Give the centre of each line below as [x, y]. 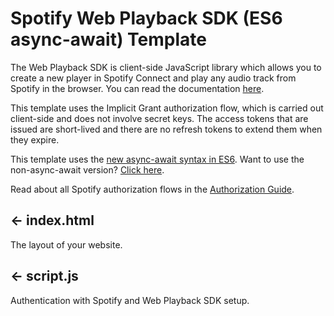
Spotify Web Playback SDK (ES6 [146, 18]
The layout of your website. [66, 244]
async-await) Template [108, 39]
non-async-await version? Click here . [87, 169]
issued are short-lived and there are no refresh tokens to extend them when [166, 129]
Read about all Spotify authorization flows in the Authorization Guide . [152, 189]
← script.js [44, 276]
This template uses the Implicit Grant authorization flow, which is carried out [167, 108]
